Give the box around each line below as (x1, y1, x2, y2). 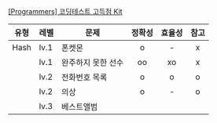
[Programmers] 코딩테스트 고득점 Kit (8, 7, 123, 16)
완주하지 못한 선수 (61, 57, 124, 68)
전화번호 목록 (61, 72, 108, 82)
